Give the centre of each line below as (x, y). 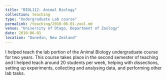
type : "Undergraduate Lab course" (41, 19)
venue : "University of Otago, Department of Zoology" (62, 28)
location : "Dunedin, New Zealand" (41, 38)
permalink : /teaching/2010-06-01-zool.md (49, 24)
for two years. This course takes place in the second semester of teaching (82, 57)
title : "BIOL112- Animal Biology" (41, 10)
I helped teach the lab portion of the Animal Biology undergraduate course (82, 52)
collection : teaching (28, 14)
